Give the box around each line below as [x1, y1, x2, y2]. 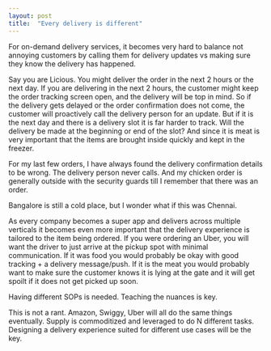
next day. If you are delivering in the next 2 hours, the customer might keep [8, 82, 259, 93]
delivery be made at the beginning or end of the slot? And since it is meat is [8, 126, 260, 136]
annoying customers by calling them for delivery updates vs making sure [8, 50, 251, 60]
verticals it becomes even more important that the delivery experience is [8, 224, 250, 235]
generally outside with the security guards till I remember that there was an [8, 175, 259, 186]
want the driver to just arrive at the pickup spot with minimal [8, 242, 209, 252]
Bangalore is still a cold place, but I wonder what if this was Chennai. [8, 200, 237, 210]
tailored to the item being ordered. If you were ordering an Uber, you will [8, 233, 249, 243]
